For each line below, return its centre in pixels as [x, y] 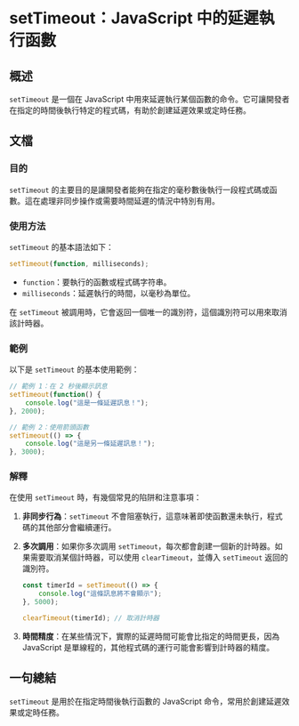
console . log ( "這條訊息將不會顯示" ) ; [101, 594]
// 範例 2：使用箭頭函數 [49, 427]
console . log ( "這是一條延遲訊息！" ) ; [87, 403]
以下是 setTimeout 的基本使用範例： [74, 369]
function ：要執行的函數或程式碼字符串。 [97, 282]
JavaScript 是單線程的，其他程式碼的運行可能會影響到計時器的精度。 [148, 647]
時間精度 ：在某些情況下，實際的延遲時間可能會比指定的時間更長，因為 [151, 636]
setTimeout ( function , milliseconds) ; [79, 263]
